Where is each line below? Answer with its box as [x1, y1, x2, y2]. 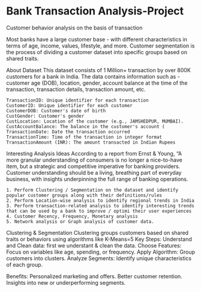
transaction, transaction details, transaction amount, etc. [6, 85, 146, 93]
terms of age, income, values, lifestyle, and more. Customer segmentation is [6, 42, 195, 49]
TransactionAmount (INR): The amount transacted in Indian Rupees [6, 139, 176, 145]
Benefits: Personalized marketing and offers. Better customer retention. [6, 272, 183, 280]
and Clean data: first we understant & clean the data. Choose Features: [6, 242, 182, 249]
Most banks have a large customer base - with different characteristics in [6, 35, 187, 43]
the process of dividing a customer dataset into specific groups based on [6, 48, 188, 55]
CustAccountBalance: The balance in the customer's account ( [6, 123, 165, 130]
